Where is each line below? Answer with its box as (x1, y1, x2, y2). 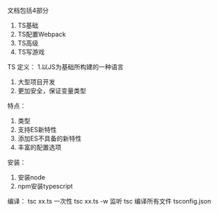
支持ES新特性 (17, 126, 57, 134)
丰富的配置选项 (17, 143, 62, 151)
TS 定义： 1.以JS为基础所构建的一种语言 (7, 63, 124, 71)
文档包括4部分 (7, 6, 50, 14)
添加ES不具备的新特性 (17, 134, 82, 143)
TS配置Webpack (17, 30, 66, 38)
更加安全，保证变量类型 (17, 87, 86, 95)
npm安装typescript (17, 182, 73, 190)
